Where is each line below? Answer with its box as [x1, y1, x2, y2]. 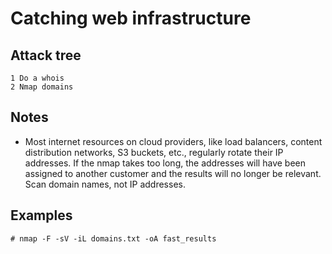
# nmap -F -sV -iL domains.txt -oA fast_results [10, 233, 217, 244]
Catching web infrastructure [10, 7, 252, 30]
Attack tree [10, 47, 82, 64]
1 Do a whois [10, 73, 65, 83]
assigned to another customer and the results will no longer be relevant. [24, 167, 322, 179]
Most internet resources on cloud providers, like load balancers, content [24, 135, 323, 147]
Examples [10, 207, 73, 224]
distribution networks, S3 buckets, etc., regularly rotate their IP [24, 146, 284, 158]
